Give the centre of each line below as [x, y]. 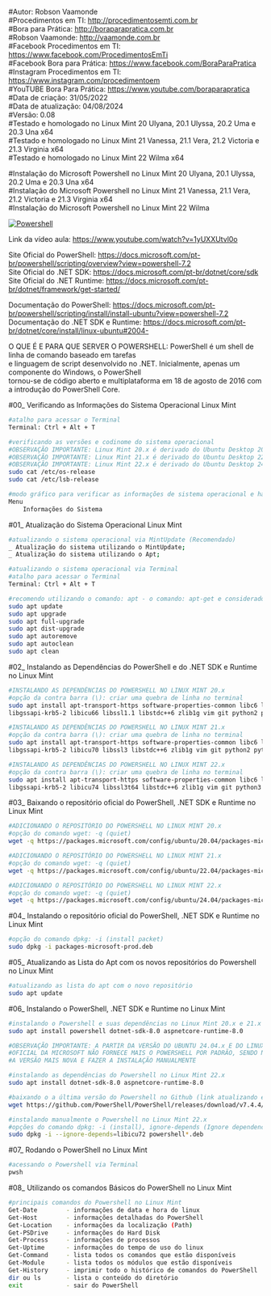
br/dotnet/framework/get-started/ [65, 289]
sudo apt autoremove [43, 637]
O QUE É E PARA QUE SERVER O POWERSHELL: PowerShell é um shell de [131, 346]
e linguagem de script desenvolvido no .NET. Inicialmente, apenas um [124, 364]
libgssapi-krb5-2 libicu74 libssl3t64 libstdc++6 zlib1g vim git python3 [135, 787]
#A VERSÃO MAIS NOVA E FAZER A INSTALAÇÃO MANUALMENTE [102, 1061]
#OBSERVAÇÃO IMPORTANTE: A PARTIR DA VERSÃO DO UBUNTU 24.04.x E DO [126, 1046]
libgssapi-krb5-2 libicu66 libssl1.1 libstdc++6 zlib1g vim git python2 [133, 713]
